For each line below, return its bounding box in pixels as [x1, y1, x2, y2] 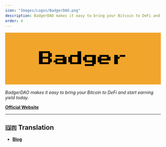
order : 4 [5, 18, 23, 23]
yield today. [5, 95, 29, 101]
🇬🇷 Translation [5, 123, 54, 132]
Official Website [5, 104, 39, 110]
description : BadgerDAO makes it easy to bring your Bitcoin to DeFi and [5, 13, 161, 18]
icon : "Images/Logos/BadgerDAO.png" [5, 8, 81, 13]
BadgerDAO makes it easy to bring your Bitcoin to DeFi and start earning [5, 89, 154, 96]
